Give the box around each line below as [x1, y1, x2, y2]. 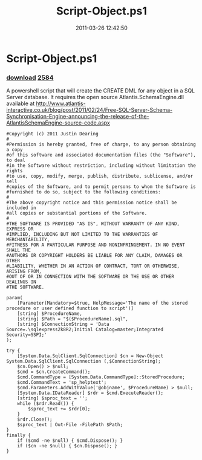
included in [6, 205, 36, 211]
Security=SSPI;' [6, 332, 47, 338]
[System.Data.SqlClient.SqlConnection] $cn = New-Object [17, 353, 164, 359]
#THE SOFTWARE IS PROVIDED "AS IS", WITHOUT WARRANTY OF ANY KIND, [6, 221, 180, 227]
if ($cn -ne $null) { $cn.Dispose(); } [17, 443, 118, 449]
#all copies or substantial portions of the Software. [6, 210, 148, 216]
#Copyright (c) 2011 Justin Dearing [6, 131, 99, 137]
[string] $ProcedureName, [17, 311, 83, 317]
